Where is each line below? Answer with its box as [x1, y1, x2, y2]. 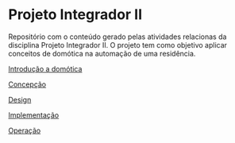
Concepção [8, 79, 47, 89]
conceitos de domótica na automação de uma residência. [8, 48, 196, 58]
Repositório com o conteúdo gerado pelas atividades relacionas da [8, 32, 227, 41]
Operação [8, 126, 41, 135]
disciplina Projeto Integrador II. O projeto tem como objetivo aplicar [8, 40, 228, 49]
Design [8, 95, 32, 104]
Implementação [8, 110, 60, 120]
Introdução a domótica [8, 64, 83, 73]
